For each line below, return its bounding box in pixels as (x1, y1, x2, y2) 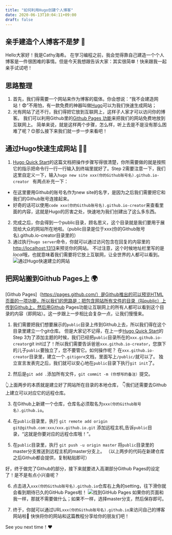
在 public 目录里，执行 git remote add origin (12, 418, 108, 424)
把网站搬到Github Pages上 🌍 (5, 274, 98, 283)
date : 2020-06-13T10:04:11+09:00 (5, 12, 77, 17)
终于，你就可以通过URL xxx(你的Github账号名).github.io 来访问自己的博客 (12, 506, 165, 512)
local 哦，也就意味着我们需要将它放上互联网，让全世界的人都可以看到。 (12, 251, 162, 257)
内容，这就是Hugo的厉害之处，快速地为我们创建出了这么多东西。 (21, 208, 159, 215)
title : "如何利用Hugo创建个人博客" (5, 7, 73, 13)
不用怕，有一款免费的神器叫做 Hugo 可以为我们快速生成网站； (28, 102, 157, 108)
